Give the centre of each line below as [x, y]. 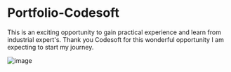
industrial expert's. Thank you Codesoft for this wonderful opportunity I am [116, 39]
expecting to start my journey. [51, 47]
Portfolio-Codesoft [63, 13]
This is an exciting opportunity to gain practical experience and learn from [114, 32]
